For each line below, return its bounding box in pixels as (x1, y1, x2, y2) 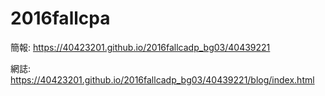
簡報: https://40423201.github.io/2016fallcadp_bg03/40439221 (10, 41, 271, 53)
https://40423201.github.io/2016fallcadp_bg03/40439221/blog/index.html (10, 73, 315, 86)
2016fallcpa (10, 7, 111, 30)
